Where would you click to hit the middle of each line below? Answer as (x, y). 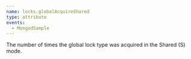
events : (16, 22)
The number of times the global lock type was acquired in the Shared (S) (96, 45)
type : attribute (26, 17)
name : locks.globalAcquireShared (48, 12)
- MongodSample (31, 28)
